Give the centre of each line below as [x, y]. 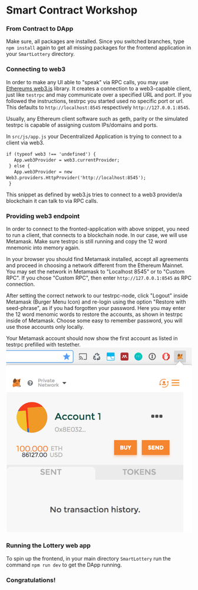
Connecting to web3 [36, 70]
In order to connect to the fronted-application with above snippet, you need [98, 229]
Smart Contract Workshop [72, 10]
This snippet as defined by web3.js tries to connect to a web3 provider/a [94, 195]
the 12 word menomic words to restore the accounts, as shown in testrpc [95, 314]
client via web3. [25, 143]
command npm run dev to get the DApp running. [64, 565]
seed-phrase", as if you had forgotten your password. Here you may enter [96, 308]
